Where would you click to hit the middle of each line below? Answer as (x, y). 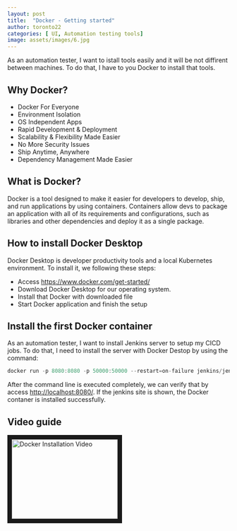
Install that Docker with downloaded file (75, 297)
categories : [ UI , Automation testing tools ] (75, 34)
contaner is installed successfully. (56, 400)
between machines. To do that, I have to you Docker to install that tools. (111, 68)
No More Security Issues (54, 144)
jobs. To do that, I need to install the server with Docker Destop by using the (117, 351)
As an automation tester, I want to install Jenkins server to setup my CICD (114, 343)
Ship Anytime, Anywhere (53, 152)
